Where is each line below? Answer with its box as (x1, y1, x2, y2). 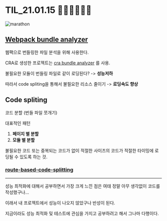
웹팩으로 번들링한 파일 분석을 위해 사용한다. (5, 49, 89, 55)
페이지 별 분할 (12, 130, 39, 136)
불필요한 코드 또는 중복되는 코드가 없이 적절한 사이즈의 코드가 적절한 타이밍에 (5, 147, 154, 153)
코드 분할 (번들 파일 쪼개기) (5, 110, 58, 115)
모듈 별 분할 (12, 137, 35, 143)
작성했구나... (5, 189, 29, 195)
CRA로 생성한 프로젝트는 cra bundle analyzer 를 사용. (5, 60, 110, 66)
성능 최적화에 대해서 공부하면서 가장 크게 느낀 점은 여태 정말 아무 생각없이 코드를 (5, 183, 161, 189)
